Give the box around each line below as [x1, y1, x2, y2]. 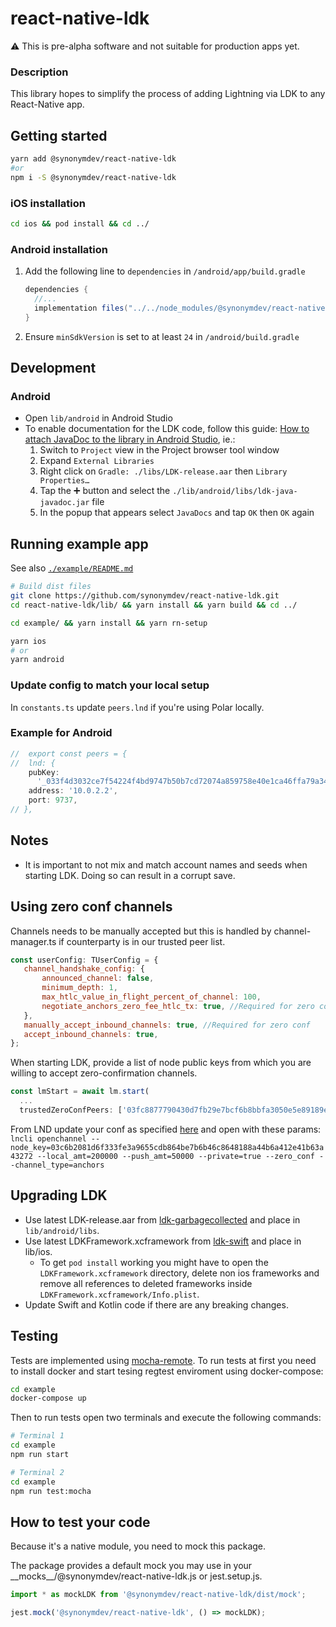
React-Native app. [10, 98, 85, 111]
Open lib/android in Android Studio [24, 412, 173, 424]
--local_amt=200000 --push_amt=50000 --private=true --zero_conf [36, 1151, 315, 1161]
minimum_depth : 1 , [41, 983, 118, 993]
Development [10, 360, 97, 377]
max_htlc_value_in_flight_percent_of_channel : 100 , [41, 992, 262, 1002]
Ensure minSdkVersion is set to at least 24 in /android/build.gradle [24, 330, 300, 342]
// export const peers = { [10, 748, 128, 759]
